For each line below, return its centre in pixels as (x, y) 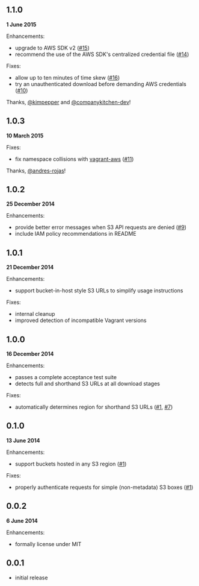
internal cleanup (35, 314)
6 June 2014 (22, 520)
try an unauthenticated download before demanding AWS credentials (100, 84)
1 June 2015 (21, 24)
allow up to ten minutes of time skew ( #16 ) (67, 77)
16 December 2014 (30, 354)
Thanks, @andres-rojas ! (36, 171)
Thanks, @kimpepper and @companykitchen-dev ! (69, 102)
